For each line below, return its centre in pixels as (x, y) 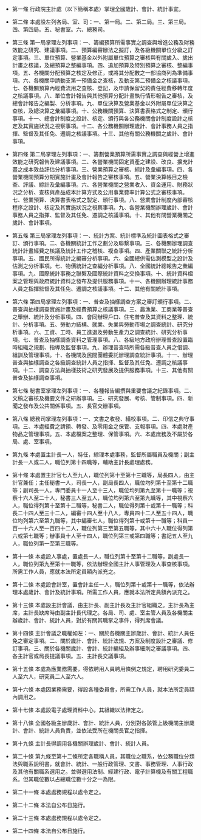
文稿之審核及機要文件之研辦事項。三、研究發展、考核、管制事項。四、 (100, 398)
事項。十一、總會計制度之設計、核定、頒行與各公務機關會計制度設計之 (100, 118)
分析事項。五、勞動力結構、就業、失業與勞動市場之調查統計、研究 (105, 325)
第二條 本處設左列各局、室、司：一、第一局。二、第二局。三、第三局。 (101, 22)
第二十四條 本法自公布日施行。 (50, 831)
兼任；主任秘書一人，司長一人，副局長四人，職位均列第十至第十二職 (108, 483)
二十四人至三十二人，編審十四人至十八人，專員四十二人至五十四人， (103, 513)
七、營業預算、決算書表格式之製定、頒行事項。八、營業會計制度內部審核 (102, 200)
